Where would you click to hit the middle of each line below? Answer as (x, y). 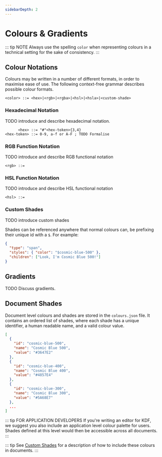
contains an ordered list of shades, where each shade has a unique (72, 320)
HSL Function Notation (32, 178)
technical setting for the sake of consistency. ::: (52, 52)
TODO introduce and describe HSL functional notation (59, 188)
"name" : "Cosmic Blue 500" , (42, 348)
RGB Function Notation (32, 146)
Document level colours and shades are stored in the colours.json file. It (78, 315)
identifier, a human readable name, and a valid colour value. (65, 326)
